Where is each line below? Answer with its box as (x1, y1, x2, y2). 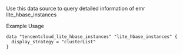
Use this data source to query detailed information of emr (6, 5, 145, 12)
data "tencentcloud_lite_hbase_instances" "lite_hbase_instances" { (6, 34, 178, 40)
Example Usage (6, 23, 44, 29)
